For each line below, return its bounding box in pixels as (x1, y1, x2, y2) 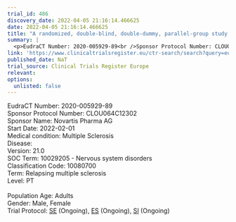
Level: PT (7, 177, 34, 185)
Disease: (7, 139, 33, 148)
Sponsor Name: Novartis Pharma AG (7, 117, 113, 125)
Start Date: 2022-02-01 (7, 124, 75, 132)
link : (7, 50, 23, 57)
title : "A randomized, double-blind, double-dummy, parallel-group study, (7, 30, 231, 37)
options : (7, 75, 33, 83)
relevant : (7, 69, 37, 76)
